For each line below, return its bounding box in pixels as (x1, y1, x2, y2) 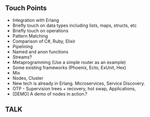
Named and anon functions (12, 49, 69, 55)
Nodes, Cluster (12, 75, 43, 81)
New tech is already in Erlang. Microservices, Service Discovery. (12, 80, 146, 86)
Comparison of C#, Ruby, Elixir (12, 38, 76, 44)
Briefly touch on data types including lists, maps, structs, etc (12, 22, 137, 28)
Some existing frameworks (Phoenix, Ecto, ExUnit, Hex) (12, 64, 127, 70)
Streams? (12, 54, 32, 60)
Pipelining (12, 43, 33, 49)
